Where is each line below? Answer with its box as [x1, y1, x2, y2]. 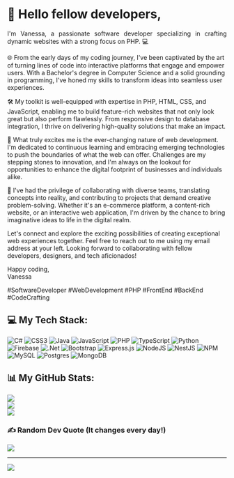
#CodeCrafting [7, 293, 50, 302]
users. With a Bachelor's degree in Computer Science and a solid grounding [7, 68, 225, 77]
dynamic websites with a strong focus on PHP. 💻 [7, 37, 149, 45]
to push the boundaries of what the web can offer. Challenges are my [7, 150, 207, 159]
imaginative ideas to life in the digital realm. [7, 215, 132, 224]
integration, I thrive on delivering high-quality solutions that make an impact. [7, 122, 226, 130]
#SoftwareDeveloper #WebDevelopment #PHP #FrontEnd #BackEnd [7, 286, 203, 294]
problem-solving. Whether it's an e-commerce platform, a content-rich [7, 201, 210, 209]
